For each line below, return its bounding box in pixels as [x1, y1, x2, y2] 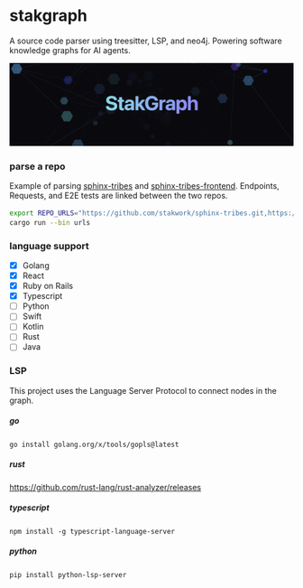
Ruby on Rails [22, 281, 74, 292]
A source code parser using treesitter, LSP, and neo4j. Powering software [9, 35, 282, 46]
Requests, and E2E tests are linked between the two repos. [9, 190, 228, 201]
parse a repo [9, 160, 66, 173]
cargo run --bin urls [9, 218, 91, 227]
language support [9, 239, 90, 252]
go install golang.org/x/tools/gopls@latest [9, 440, 179, 449]
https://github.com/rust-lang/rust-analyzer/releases [9, 481, 202, 492]
